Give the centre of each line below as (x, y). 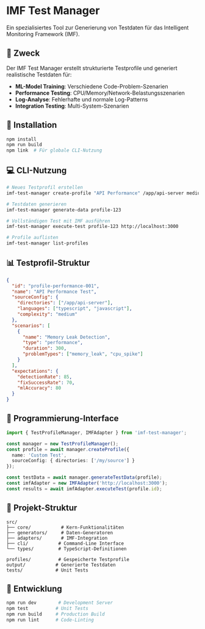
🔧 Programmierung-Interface (63, 418)
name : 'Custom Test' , (39, 455)
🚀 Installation (32, 125)
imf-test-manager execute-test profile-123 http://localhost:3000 (92, 227)
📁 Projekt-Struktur (42, 508)
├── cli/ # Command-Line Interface (65, 543)
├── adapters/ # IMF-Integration (57, 538)
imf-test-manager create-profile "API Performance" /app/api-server (95, 193)
